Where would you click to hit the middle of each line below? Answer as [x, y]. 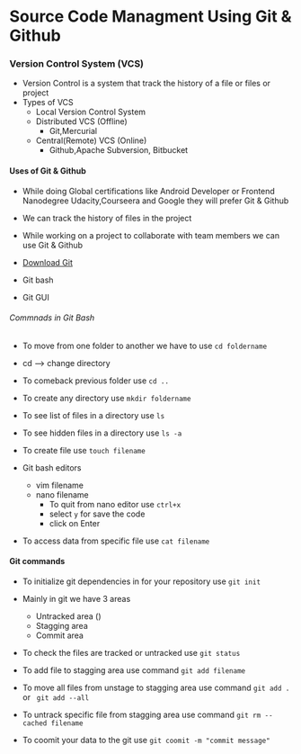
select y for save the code [97, 514]
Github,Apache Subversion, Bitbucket [119, 150]
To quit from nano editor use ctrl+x [115, 504]
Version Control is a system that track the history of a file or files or [146, 84]
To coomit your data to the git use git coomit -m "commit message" [146, 741]
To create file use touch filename [84, 450]
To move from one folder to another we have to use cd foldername [145, 346]
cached [35, 723]
